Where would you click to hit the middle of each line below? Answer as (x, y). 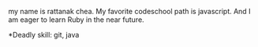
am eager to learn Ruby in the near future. (76, 20)
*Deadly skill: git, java (44, 35)
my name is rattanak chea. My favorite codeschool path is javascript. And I (129, 11)
